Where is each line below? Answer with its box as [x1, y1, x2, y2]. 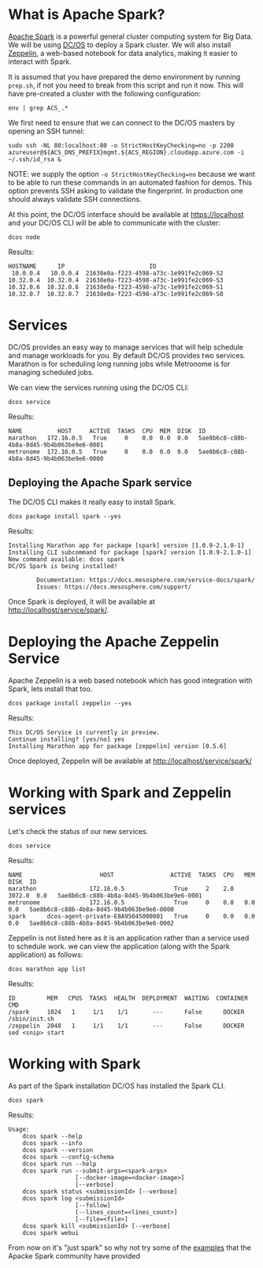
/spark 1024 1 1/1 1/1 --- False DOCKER [8, 1008, 245, 1016]
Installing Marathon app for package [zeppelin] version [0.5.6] [8, 742, 227, 750]
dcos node [8, 233, 41, 241]
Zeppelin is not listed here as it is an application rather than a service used [8, 933, 250, 942]
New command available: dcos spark [8, 555, 125, 563]
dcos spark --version [22, 1146, 93, 1154]
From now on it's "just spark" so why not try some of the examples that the [8, 1243, 252, 1252]
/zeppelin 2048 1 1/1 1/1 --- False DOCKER [8, 1022, 245, 1030]
